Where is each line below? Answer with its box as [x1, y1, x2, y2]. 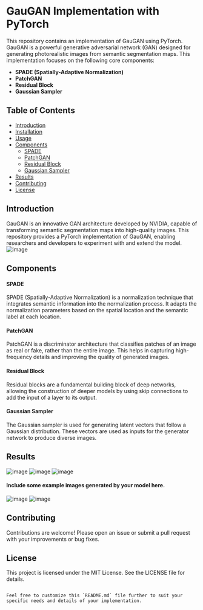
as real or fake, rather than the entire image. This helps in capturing [6, 347, 175, 354]
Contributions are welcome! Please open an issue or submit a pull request [6, 529, 191, 536]
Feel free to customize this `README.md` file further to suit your [6, 592, 183, 599]
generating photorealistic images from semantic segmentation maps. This [6, 50, 190, 57]
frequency [6, 354, 32, 361]
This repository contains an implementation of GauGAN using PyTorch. [6, 37, 183, 44]
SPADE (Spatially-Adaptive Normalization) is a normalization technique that [6, 293, 194, 301]
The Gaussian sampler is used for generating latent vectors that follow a [6, 421, 187, 428]
